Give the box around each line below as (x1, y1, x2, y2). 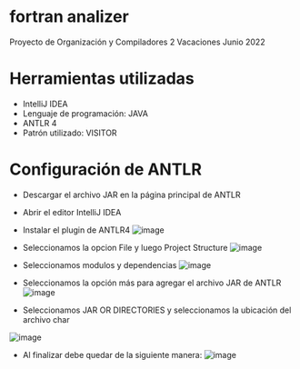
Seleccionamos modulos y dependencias (22, 259, 177, 270)
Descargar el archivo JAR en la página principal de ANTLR (22, 189, 241, 200)
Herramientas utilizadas (9, 68, 195, 89)
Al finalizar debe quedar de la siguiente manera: (22, 349, 203, 360)
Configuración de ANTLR (9, 159, 203, 180)
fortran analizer (9, 6, 129, 27)
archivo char (22, 314, 70, 324)
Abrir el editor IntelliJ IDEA (22, 206, 122, 217)
